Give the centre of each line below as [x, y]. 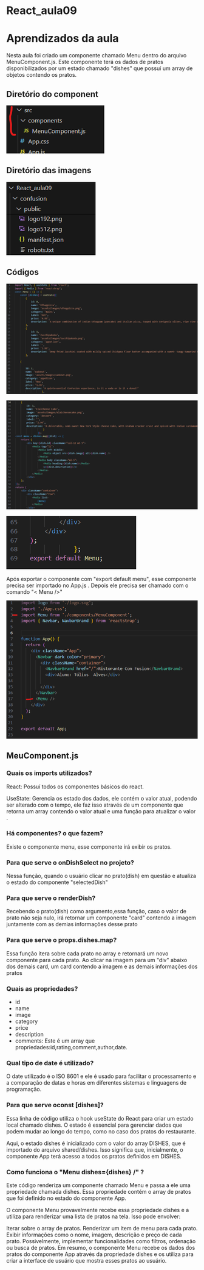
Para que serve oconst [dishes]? [55, 1105]
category [26, 1021]
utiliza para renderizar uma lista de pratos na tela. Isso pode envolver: [93, 1216]
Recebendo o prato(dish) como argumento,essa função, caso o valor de [97, 911]
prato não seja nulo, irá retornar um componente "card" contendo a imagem [101, 918]
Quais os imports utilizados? [49, 773]
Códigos [23, 272]
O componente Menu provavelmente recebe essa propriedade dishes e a [98, 1210]
